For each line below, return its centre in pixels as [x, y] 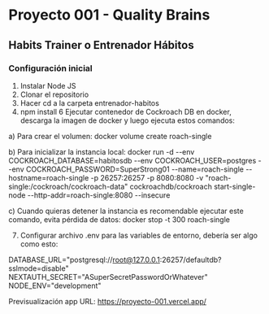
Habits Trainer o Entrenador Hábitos [101, 45]
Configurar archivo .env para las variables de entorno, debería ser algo [139, 235]
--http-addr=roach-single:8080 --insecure [99, 195]
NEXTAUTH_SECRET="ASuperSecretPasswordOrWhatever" [108, 277]
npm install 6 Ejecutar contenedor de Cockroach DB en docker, [126, 111]
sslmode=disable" [39, 268]
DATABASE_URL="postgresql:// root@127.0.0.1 [85, 259]
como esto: [39, 244]
